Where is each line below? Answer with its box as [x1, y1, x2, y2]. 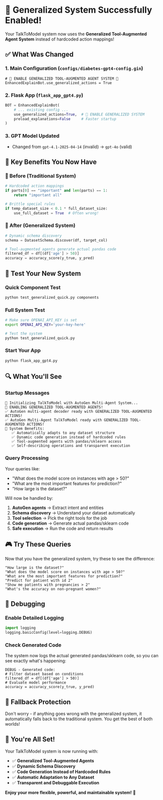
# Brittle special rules [5, 201, 55, 206]
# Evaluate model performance [5, 680, 67, 685]
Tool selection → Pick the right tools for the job [12, 515, 108, 521]
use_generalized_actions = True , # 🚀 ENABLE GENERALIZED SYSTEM [14, 112, 145, 117]
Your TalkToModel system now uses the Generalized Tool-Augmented [5, 31, 147, 37]
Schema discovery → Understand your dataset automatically [12, 510, 135, 515]
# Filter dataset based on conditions [5, 672, 84, 677]
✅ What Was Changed [5, 50, 74, 59]
